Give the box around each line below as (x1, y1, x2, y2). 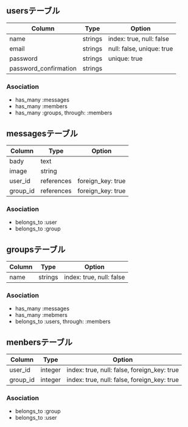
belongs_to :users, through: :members (15, 318, 111, 325)
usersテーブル (6, 5, 60, 16)
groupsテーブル (6, 244, 66, 254)
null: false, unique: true (108, 44, 173, 53)
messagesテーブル (6, 128, 78, 139)
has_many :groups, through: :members (15, 109, 113, 117)
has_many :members (15, 103, 68, 110)
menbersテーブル (6, 337, 73, 347)
